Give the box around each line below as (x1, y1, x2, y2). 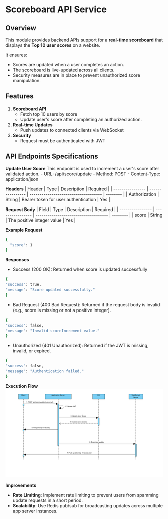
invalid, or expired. (12, 348, 51, 354)
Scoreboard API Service (5, 4, 107, 15)
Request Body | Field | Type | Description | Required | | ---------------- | (5, 206, 155, 212)
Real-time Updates (12, 122, 53, 128)
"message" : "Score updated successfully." (5, 287, 95, 292)
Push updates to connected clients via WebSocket (20, 127, 124, 133)
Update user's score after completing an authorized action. (20, 116, 142, 122)
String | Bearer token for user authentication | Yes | (5, 196, 110, 202)
